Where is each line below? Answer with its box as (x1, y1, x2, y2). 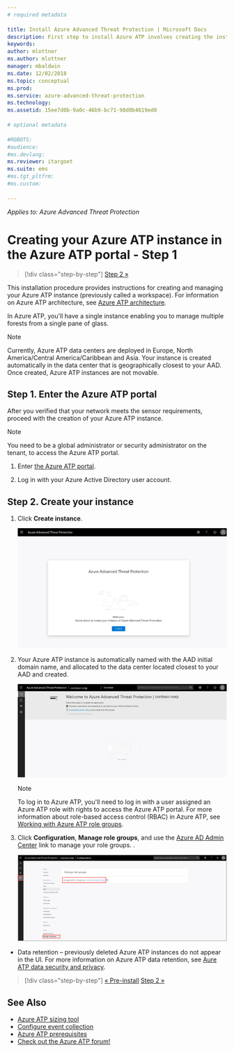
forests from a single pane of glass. (7, 319, 109, 327)
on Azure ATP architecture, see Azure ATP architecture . (7, 298, 167, 307)
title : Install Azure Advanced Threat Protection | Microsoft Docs (7, 26, 208, 33)
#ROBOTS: (7, 136, 33, 143)
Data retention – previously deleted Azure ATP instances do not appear (17, 948, 221, 957)
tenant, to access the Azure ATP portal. (7, 449, 120, 457)
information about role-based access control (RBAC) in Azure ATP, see (17, 812, 221, 821)
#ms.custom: (7, 180, 42, 187)
